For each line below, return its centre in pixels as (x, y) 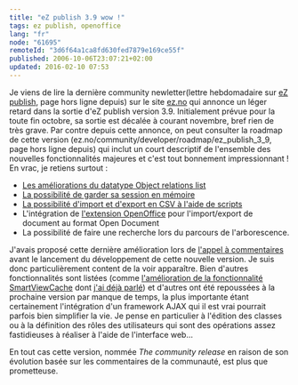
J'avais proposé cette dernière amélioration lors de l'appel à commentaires (147, 249)
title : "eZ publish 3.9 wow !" (67, 17)
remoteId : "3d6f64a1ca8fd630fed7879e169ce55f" (97, 51)
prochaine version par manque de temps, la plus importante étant (129, 297)
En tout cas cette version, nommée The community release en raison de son (149, 351)
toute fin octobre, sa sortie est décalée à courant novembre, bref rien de (141, 120)
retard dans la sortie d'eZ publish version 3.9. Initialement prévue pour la (142, 111)
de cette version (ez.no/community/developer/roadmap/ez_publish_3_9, (141, 140)
